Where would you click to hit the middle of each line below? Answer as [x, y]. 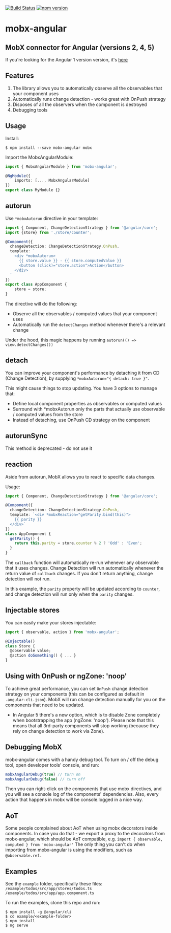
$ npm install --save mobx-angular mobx [49, 148]
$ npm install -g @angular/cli [38, 912]
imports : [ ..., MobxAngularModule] [52, 181]
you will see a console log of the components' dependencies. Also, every [82, 794]
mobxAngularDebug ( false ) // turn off [45, 779]
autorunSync [26, 436]
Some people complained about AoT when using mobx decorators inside [81, 828]
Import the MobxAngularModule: [39, 157]
